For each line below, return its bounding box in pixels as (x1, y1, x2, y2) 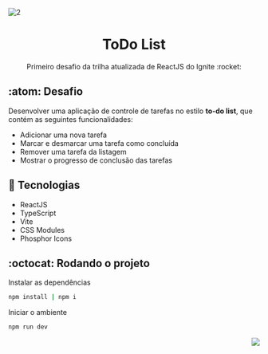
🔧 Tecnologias (8, 179, 81, 192)
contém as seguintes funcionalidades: (8, 114, 133, 124)
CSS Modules (19, 225, 65, 234)
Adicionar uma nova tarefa (19, 130, 108, 140)
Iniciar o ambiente (8, 308, 68, 317)
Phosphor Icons (19, 234, 73, 243)
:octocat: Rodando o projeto (8, 256, 150, 270)
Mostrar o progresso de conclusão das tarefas (19, 155, 173, 165)
